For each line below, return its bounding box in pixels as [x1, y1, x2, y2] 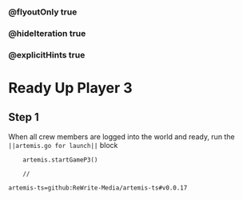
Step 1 [8, 110, 40, 124]
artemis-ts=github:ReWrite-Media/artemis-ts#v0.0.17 [8, 183, 188, 192]
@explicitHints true [8, 49, 86, 60]
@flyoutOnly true [8, 6, 78, 18]
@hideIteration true [8, 27, 86, 38]
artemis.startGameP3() [22, 155, 98, 164]
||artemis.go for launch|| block [8, 140, 118, 150]
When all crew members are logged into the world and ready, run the [8, 131, 235, 142]
